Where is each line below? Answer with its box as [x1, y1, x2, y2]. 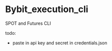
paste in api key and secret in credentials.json [12, 39, 107, 46]
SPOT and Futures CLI [5, 20, 51, 26]
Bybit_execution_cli [5, 4, 89, 15]
